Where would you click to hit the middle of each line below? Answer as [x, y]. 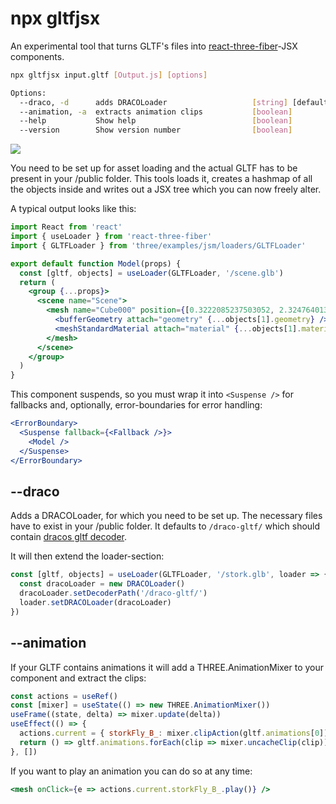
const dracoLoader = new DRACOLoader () [102, 584]
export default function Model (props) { [96, 263]
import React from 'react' [66, 227]
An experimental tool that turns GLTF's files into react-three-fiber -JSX [154, 46]
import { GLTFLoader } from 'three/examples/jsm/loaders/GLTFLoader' [158, 245]
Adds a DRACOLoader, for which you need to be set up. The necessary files [166, 516]
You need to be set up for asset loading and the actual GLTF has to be [154, 168]
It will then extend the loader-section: [87, 556]
